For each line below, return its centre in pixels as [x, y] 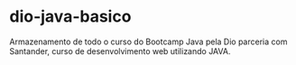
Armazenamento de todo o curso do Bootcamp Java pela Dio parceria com [148, 42]
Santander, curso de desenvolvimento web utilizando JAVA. [120, 51]
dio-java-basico [70, 17]
